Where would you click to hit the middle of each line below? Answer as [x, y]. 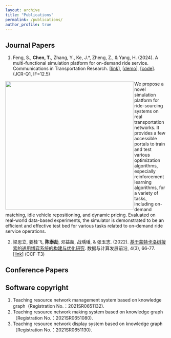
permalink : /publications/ [34, 20]
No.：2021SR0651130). [68, 330]
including [144, 204]
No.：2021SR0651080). [68, 318]
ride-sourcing [149, 106]
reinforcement [149, 177]
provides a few [150, 133]
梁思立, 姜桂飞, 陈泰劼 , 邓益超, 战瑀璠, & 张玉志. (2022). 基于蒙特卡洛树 [87, 242]
